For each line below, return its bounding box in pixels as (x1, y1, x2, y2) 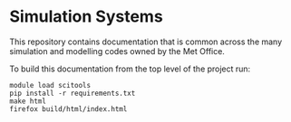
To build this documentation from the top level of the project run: (9, 63, 251, 74)
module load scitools (9, 80, 92, 89)
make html (9, 97, 47, 106)
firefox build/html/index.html (9, 104, 128, 114)
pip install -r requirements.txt (9, 89, 136, 98)
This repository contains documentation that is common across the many (9, 36, 283, 47)
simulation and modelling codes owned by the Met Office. (9, 45, 225, 56)
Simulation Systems (9, 6, 163, 27)
